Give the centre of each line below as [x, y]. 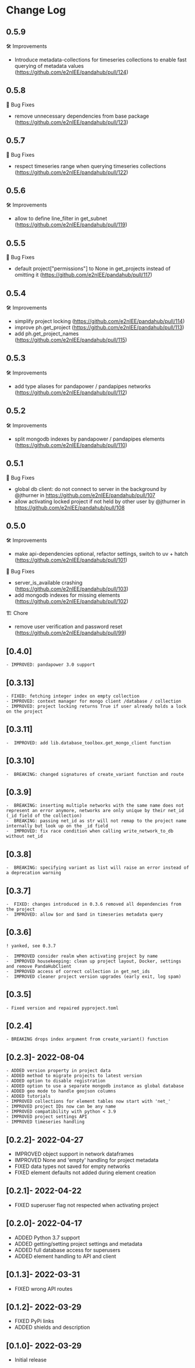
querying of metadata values [49, 66]
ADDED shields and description [52, 1327]
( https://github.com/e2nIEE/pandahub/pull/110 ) [71, 445]
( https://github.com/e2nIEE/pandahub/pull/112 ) [71, 392]
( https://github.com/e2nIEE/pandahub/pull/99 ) [70, 633]
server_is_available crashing [48, 583]
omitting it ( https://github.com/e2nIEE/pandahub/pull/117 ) [83, 275]
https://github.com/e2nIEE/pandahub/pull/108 [69, 507]
